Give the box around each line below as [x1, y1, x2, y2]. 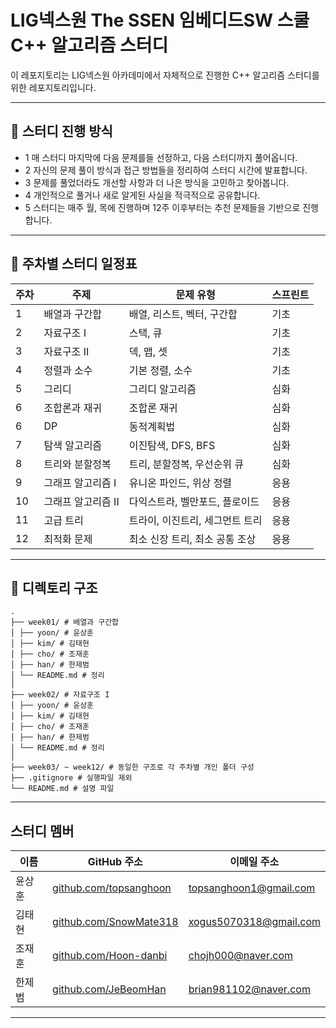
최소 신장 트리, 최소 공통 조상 [128, 532, 257, 546]
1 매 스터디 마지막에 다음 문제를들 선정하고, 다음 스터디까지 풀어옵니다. [24, 151, 298, 163]
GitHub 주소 [87, 855, 143, 869]
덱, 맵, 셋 [128, 344, 168, 358]
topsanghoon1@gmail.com [188, 881, 316, 895]
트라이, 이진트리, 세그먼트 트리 [128, 513, 263, 527]
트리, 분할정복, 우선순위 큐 [128, 457, 245, 471]
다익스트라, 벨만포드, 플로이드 [128, 494, 260, 508]
